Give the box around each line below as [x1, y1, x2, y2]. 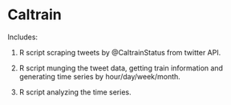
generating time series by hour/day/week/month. [18, 71, 181, 81]
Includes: [7, 32, 38, 42]
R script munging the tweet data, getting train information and [18, 63, 224, 73]
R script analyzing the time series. [18, 87, 132, 97]
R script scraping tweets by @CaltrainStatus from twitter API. [18, 47, 221, 57]
